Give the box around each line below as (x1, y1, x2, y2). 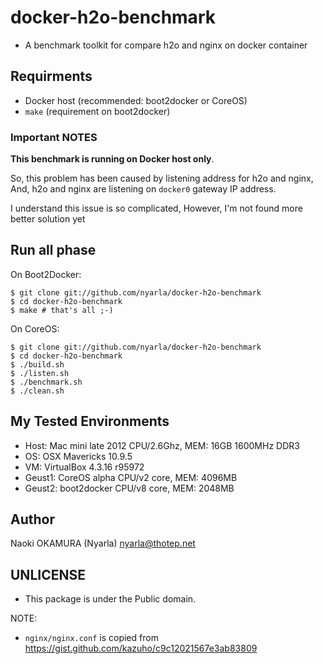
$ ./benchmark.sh (10, 377, 83, 387)
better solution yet (10, 213, 86, 225)
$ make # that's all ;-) (10, 305, 114, 315)
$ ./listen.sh (10, 368, 70, 378)
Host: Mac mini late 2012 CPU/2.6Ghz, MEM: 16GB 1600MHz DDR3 (24, 439, 300, 451)
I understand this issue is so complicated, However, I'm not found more (10, 202, 303, 215)
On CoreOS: (10, 322, 60, 335)
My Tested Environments (10, 413, 170, 430)
